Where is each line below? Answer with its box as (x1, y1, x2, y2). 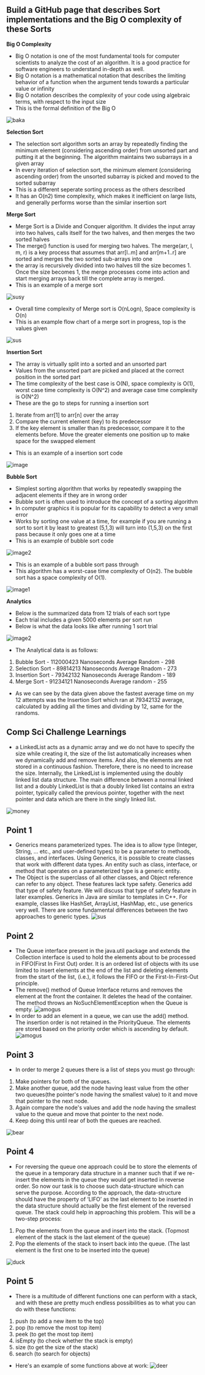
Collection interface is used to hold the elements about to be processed (15, 953, 196, 961)
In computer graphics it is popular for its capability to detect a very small (15, 504, 198, 512)
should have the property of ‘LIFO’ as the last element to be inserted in (15, 1195, 194, 1203)
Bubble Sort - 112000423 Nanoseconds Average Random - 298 (15, 658, 176, 665)
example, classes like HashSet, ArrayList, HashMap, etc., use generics (15, 900, 193, 907)
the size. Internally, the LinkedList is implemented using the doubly (15, 769, 184, 777)
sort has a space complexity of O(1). (15, 574, 107, 581)
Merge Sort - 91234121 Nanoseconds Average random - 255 (15, 677, 167, 685)
